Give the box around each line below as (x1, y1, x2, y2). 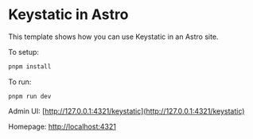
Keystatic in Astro (8, 6, 129, 24)
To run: (8, 77, 32, 87)
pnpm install (8, 62, 52, 71)
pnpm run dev (8, 92, 52, 100)
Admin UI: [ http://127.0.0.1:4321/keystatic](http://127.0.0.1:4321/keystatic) (8, 106, 245, 116)
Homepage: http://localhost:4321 (8, 122, 117, 131)
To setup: (8, 47, 40, 56)
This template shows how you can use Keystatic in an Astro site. (8, 32, 219, 41)
